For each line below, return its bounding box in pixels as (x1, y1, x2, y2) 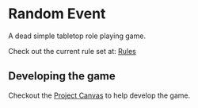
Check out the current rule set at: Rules (8, 46, 136, 56)
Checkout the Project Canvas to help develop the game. (8, 91, 191, 100)
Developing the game (8, 69, 116, 83)
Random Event (8, 5, 106, 23)
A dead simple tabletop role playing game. (8, 31, 147, 40)
